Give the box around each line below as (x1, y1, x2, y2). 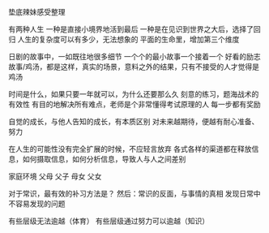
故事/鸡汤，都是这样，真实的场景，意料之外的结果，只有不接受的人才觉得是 (8, 62, 260, 71)
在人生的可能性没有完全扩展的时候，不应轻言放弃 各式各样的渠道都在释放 (8, 145, 252, 153)
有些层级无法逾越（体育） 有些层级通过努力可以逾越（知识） (8, 216, 209, 226)
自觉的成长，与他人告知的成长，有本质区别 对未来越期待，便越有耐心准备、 (8, 117, 259, 126)
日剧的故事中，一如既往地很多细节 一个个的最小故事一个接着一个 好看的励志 (8, 52, 261, 61)
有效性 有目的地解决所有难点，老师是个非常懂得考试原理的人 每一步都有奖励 (8, 100, 261, 109)
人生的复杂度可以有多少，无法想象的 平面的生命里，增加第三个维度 (17, 35, 240, 44)
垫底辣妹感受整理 (8, 7, 66, 16)
